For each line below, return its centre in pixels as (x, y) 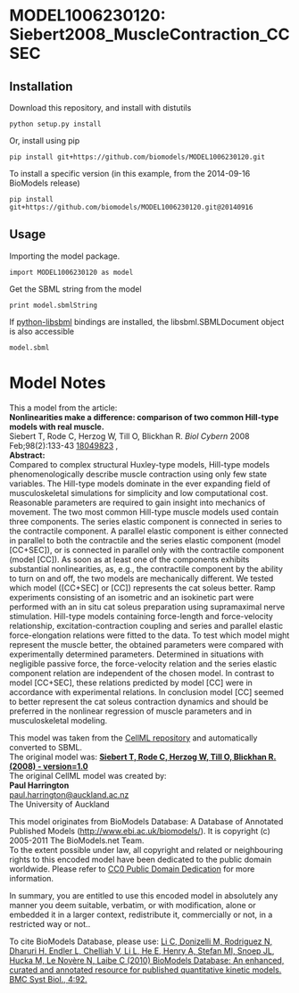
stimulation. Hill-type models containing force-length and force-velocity (141, 616)
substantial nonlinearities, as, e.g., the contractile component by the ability (146, 568)
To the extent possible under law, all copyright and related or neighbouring (146, 849)
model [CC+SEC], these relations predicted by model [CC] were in (131, 683)
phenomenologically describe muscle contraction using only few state (138, 474)
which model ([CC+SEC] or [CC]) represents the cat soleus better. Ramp (142, 588)
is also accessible (42, 331)
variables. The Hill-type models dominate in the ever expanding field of (140, 484)
